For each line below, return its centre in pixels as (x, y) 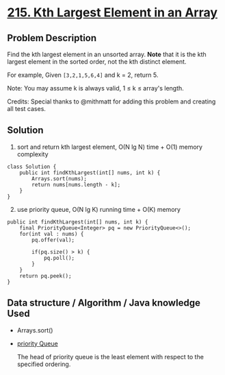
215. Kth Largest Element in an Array (112, 13)
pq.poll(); (59, 258)
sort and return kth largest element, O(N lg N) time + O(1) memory (110, 147)
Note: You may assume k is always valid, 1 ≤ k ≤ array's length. (96, 88)
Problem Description (52, 38)
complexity (33, 154)
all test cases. (27, 109)
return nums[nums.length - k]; (76, 184)
